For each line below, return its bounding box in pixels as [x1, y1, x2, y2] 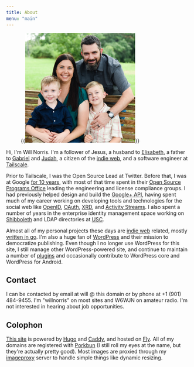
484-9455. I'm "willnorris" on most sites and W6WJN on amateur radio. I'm [6, 297, 188, 304]
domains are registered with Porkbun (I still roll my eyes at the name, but [6, 342, 181, 349]
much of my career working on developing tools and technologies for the [6, 197, 182, 204]
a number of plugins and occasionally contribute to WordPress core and [6, 252, 180, 259]
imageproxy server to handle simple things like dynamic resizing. [6, 354, 163, 361]
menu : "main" [6, 15, 38, 22]
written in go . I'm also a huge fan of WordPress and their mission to [6, 233, 169, 240]
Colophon [6, 320, 43, 330]
